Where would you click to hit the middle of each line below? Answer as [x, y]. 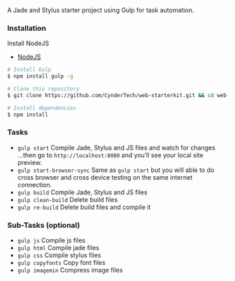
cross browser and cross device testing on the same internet [105, 177]
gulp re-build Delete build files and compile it [84, 207]
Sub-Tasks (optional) [44, 225]
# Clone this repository [43, 89]
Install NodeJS [28, 43]
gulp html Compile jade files [58, 248]
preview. [29, 162]
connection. [35, 185]
